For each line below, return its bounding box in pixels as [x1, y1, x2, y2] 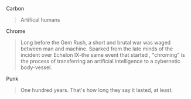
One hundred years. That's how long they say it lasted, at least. [20, 87, 173, 93]
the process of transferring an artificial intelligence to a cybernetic [20, 58, 180, 64]
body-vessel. [20, 64, 53, 71]
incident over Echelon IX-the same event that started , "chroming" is [20, 52, 186, 58]
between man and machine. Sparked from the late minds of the [20, 45, 173, 52]
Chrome [6, 28, 26, 35]
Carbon [6, 5, 25, 12]
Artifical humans [20, 16, 60, 23]
